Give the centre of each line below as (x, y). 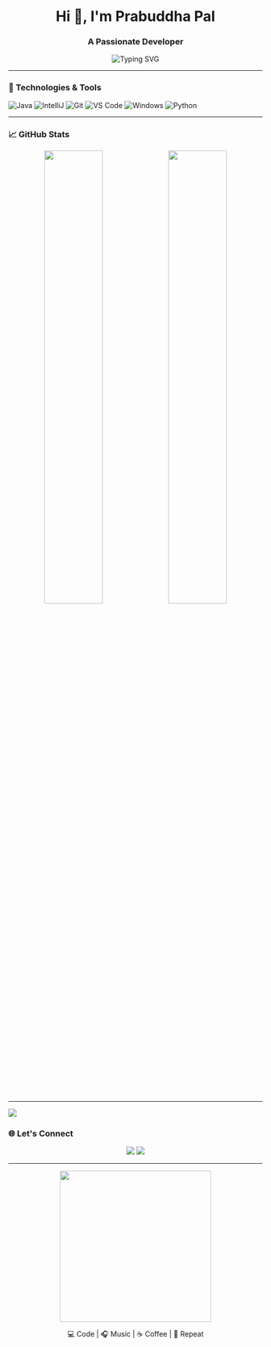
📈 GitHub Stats (39, 134)
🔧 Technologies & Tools (55, 88)
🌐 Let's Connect (41, 1134)
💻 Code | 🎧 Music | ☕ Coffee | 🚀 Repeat (135, 1334)
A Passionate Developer (135, 42)
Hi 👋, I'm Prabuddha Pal (135, 17)
